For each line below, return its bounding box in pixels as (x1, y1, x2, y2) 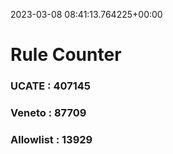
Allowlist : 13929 (10, 132, 93, 146)
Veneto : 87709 (10, 106, 87, 120)
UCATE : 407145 (10, 79, 92, 93)
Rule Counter (10, 44, 122, 66)
